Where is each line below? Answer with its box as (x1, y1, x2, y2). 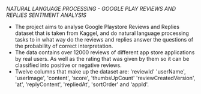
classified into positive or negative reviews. (14, 61, 122, 69)
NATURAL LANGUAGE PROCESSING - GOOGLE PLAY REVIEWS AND (6, 5, 176, 12)
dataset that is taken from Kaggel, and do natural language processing (14, 30, 189, 37)
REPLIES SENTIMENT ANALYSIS (6, 11, 87, 19)
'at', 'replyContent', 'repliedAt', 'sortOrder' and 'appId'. (14, 81, 149, 88)
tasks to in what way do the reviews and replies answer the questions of (14, 36, 194, 43)
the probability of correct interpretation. (14, 42, 113, 49)
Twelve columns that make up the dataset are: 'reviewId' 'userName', (14, 68, 186, 75)
